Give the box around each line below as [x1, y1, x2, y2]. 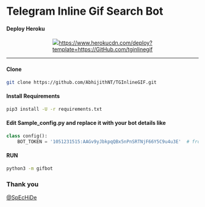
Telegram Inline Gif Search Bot [6, 4, 164, 18]
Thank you [6, 179, 38, 188]
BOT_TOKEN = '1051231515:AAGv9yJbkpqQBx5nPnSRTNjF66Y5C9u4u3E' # [17, 138, 190, 145]
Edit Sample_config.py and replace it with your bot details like [6, 119, 166, 127]
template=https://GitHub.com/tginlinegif [52, 46, 153, 53]
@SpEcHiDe [6, 194, 37, 201]
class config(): [6, 133, 48, 139]
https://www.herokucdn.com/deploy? [59, 39, 153, 47]
